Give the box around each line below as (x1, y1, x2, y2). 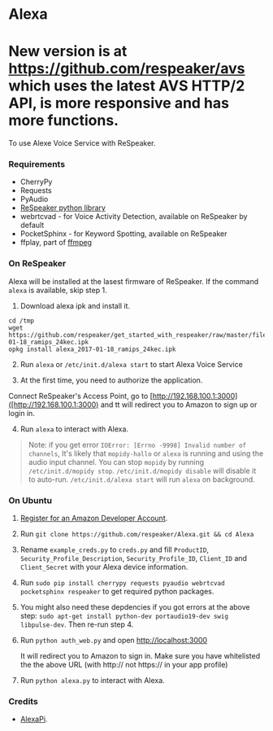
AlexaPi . (19, 714, 48, 724)
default (19, 221, 45, 230)
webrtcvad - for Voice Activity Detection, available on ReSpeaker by (19, 212, 248, 221)
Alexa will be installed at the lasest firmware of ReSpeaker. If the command (8, 276, 258, 286)
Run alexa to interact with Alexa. (19, 424, 128, 434)
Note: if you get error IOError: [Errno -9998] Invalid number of (28, 440, 246, 449)
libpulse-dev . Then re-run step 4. (19, 619, 134, 629)
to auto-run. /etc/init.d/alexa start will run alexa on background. (28, 474, 256, 484)
